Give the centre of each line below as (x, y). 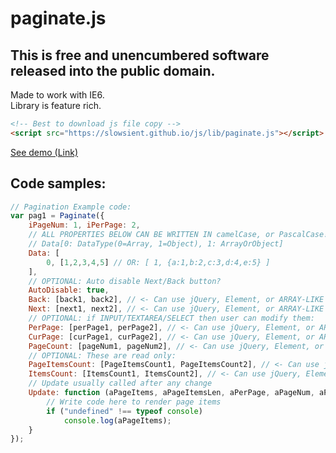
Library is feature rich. (56, 105)
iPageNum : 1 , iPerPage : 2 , (84, 225)
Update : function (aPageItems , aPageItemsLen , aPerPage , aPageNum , (171, 393)
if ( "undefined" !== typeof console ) (124, 411)
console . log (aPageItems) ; (117, 420)
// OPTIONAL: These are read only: (102, 355)
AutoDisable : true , (69, 290)
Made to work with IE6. (57, 95)
